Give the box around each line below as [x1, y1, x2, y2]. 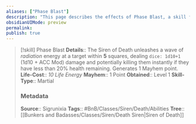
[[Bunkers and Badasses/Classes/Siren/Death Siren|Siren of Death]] [20, 112, 184, 119]
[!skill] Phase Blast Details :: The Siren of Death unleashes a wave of [20, 46, 184, 53]
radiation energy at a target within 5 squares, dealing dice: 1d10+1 [20, 53, 181, 60]
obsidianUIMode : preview [6, 19, 66, 25]
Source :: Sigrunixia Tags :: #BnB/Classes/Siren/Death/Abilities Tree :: [20, 105, 185, 112]
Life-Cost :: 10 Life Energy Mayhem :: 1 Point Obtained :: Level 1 [20, 71, 170, 78]
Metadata [20, 92, 48, 100]
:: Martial [33, 77, 54, 85]
